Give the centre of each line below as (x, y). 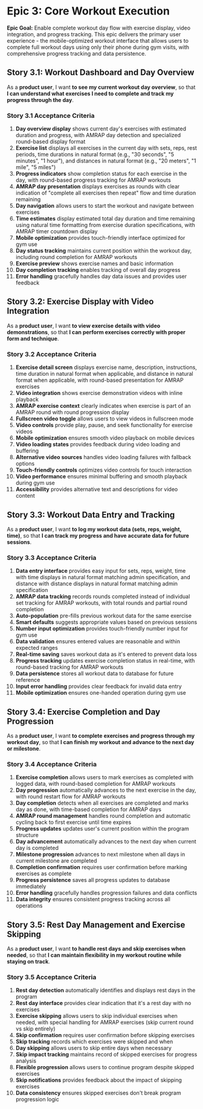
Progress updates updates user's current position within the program (102, 829)
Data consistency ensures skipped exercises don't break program (98, 1093)
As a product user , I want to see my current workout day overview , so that (101, 87)
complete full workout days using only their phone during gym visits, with (98, 47)
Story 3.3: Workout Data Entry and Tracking (91, 515)
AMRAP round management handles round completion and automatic (103, 816)
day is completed (37, 848)
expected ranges (37, 648)
